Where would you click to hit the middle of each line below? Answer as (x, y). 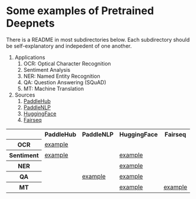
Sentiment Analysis (47, 69)
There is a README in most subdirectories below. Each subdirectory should (98, 39)
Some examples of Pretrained (80, 11)
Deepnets (30, 23)
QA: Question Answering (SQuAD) (65, 82)
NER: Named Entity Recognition (62, 76)
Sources (25, 95)
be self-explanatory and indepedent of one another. (69, 46)
